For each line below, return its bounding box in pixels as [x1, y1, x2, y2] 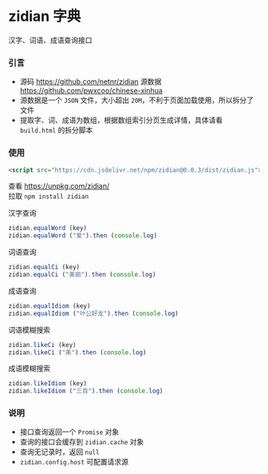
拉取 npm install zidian [8, 191, 89, 201]
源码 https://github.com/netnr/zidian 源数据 [19, 77, 162, 86]
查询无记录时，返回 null [19, 447, 100, 456]
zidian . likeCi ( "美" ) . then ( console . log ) [8, 349, 147, 356]
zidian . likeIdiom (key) [8, 380, 88, 388]
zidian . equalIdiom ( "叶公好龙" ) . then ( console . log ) [8, 309, 179, 317]
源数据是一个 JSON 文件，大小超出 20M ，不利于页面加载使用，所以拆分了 [19, 95, 254, 105]
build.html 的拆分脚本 [19, 125, 93, 135]
